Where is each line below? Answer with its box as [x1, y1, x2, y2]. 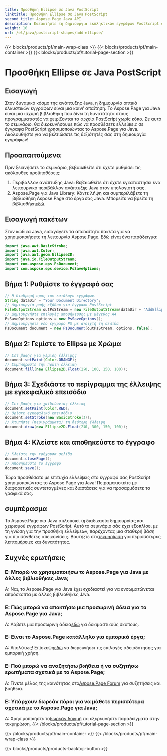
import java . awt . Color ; [5, 248, 55, 253]
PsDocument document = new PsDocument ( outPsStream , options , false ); [5, 326, 153, 331]
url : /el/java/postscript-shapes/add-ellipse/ [5, 30, 103, 35]
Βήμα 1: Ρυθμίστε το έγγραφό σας [5, 280, 114, 289]
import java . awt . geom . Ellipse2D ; [5, 252, 75, 257]
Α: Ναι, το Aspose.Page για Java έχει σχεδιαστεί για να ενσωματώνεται [5, 586, 154, 592]
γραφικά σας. [5, 490, 34, 496]
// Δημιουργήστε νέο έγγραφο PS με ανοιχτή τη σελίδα [5, 321, 119, 326]
